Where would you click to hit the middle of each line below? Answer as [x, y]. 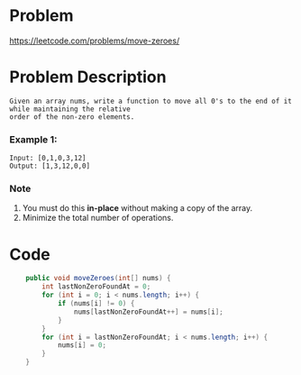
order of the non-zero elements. [72, 117]
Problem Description [88, 77]
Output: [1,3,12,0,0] [50, 166]
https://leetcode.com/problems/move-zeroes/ [95, 41]
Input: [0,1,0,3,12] [48, 159]
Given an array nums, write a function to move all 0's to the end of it [151, 101]
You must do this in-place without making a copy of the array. [137, 208]
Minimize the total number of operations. [98, 218]
